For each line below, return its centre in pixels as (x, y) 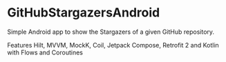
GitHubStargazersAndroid (84, 13)
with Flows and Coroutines (45, 52)
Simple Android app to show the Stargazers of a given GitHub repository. (111, 32)
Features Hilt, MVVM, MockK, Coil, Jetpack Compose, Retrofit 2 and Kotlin (113, 45)
